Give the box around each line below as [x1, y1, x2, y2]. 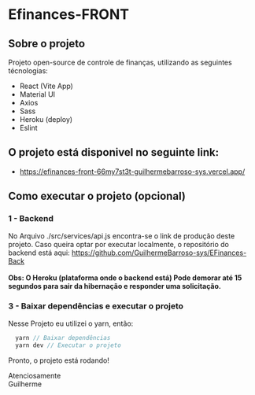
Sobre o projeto [8, 37, 85, 50]
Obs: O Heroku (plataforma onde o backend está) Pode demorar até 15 [8, 273, 242, 282]
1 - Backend [8, 213, 54, 224]
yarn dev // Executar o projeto [15, 341, 122, 349]
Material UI [19, 90, 56, 99]
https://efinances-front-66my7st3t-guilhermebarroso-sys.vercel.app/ [19, 167, 246, 176]
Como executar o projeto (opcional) [8, 190, 187, 203]
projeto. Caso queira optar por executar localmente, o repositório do [8, 239, 230, 249]
